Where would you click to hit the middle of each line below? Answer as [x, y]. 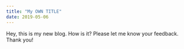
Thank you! [20, 40]
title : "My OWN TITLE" [34, 11]
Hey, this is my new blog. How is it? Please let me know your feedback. [92, 33]
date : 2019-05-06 [27, 17]
